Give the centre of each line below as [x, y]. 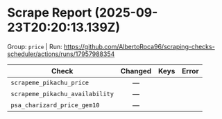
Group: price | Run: [35, 46]
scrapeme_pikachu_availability [62, 94]
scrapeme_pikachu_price [50, 82]
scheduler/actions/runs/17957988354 [61, 54]
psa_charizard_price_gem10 [55, 105]
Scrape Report [50, 13]
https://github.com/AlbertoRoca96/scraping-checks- [139, 46]
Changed [136, 71]
